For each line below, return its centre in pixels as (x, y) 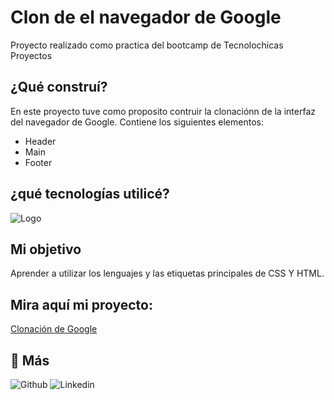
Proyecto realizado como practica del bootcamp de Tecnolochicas (147, 45)
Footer (38, 162)
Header (40, 141)
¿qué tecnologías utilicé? (90, 194)
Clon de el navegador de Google (146, 17)
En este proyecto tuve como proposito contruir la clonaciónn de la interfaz (163, 111)
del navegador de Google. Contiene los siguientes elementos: (137, 122)
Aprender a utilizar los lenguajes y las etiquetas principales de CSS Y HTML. (167, 273)
